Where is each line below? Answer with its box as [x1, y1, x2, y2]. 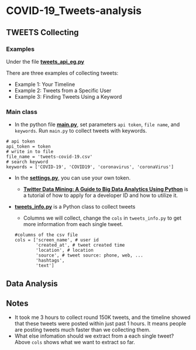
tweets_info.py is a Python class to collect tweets [14, 203, 136, 210]
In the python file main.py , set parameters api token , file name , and [14, 121, 180, 128]
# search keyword [6, 159, 49, 165]
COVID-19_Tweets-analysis [6, 4, 142, 18]
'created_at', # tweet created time [36, 242, 125, 248]
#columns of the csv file [14, 232, 78, 238]
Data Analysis [6, 279, 59, 289]
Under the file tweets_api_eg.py [6, 58, 85, 65]
